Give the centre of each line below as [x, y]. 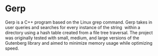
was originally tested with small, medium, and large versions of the [72, 38]
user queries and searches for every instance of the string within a [73, 27]
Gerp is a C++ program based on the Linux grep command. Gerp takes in [79, 22]
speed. [12, 48]
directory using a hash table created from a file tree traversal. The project [79, 32]
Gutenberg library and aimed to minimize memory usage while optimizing [79, 43]
